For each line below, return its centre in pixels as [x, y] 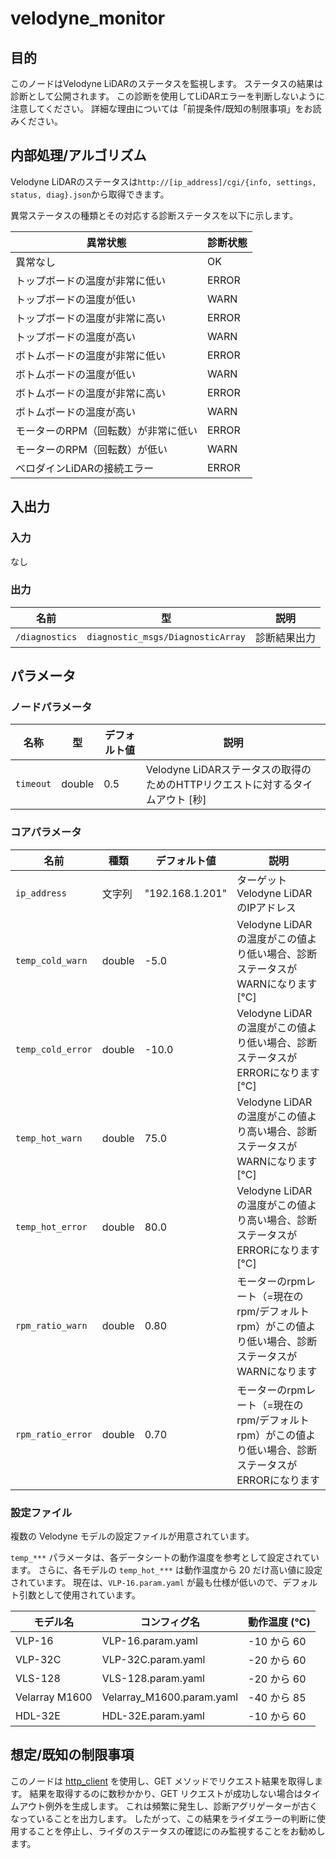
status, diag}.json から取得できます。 [90, 194]
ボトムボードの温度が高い [76, 412]
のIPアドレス [266, 907]
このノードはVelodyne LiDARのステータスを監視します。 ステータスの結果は [166, 83]
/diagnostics [46, 636]
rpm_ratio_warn [51, 1325]
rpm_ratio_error [54, 1434]
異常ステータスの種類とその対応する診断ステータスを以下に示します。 [154, 215]
